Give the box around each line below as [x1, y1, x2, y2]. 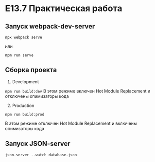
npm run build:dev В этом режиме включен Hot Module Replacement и [5, 88, 151, 94]
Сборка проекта [5, 66, 57, 74]
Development [12, 78, 39, 85]
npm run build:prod [5, 112, 45, 117]
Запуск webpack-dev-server [5, 22, 95, 30]
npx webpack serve [5, 35, 42, 40]
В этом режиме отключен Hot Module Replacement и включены [5, 120, 137, 126]
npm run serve [5, 53, 34, 58]
